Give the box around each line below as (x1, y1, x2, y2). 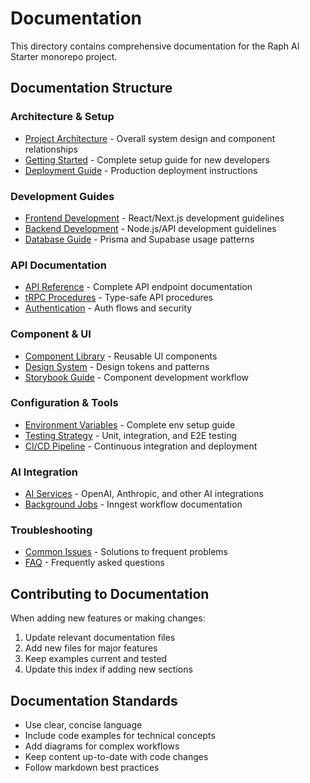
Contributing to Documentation (10, 585, 210, 602)
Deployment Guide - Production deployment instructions (24, 164, 258, 176)
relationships (24, 143, 78, 155)
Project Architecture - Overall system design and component (24, 132, 276, 144)
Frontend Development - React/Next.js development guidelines (24, 212, 285, 224)
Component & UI (10, 327, 92, 341)
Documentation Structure (10, 80, 173, 97)
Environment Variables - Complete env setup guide (24, 418, 236, 431)
